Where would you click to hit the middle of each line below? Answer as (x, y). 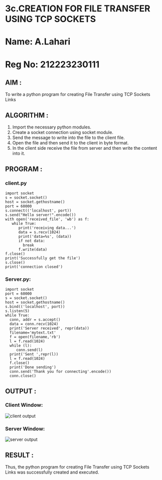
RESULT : (19, 455)
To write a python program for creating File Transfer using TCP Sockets (78, 94)
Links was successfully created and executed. (52, 472)
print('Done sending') (33, 367)
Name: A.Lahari (38, 42)
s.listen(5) (17, 311)
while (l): (21, 346)
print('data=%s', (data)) (45, 236)
